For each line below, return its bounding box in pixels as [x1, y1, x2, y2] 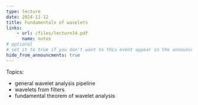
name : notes [21, 36, 51, 42]
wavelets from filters [14, 86, 65, 93]
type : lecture [6, 8, 41, 15]
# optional [6, 42, 33, 48]
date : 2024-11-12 [6, 14, 49, 20]
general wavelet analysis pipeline [14, 80, 95, 87]
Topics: [6, 68, 24, 75]
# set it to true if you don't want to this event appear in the [6, 47, 170, 53]
